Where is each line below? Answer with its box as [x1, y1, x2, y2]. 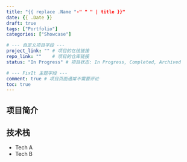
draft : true [6, 20, 36, 26]
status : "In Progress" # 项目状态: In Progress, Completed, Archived [6, 59, 181, 65]
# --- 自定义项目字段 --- [6, 42, 65, 48]
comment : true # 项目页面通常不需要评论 [6, 76, 100, 82]
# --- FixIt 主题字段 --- [6, 70, 68, 76]
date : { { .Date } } [6, 15, 52, 21]
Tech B [14, 151, 33, 158]
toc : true [6, 81, 31, 88]
